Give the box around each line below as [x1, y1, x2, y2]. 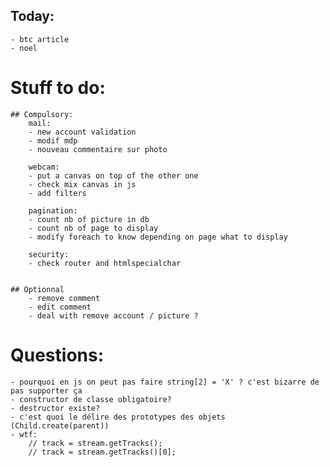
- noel [10, 43, 38, 53]
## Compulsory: [10, 109, 74, 119]
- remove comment [28, 293, 101, 303]
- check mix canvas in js [28, 179, 137, 189]
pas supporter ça [10, 385, 83, 396]
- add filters [28, 188, 87, 198]
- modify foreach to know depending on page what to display [28, 232, 288, 242]
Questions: [10, 344, 105, 366]
